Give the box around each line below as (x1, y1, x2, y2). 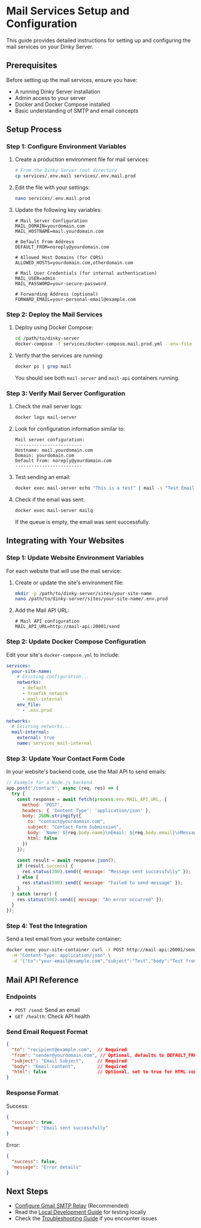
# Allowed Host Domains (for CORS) (14, 254, 104, 261)
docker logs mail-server (14, 414, 77, 420)
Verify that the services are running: (14, 352, 104, 359)
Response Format (6, 1088, 59, 1097)
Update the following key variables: (14, 207, 102, 214)
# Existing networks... (11, 723, 71, 730)
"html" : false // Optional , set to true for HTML (11, 1069, 186, 1075)
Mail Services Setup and (6, 4, 130, 18)
